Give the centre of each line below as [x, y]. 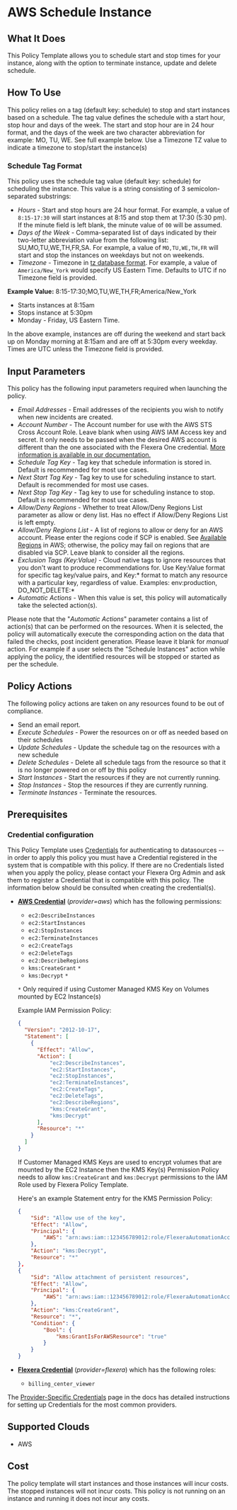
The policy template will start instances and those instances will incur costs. [118, 1483]
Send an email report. [49, 725]
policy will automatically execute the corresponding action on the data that [116, 634]
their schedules [40, 739]
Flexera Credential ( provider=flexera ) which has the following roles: [117, 1370]
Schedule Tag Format [45, 166]
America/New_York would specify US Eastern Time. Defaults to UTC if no [122, 271]
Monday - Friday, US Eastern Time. [69, 320]
